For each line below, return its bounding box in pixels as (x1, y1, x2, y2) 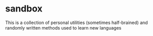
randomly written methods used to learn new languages (5, 24, 122, 30)
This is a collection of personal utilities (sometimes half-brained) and (5, 19, 148, 25)
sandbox (5, 3, 43, 14)
